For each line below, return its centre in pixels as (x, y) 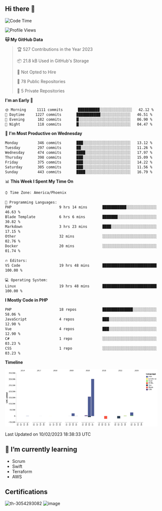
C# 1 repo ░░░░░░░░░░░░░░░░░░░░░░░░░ (81, 339)
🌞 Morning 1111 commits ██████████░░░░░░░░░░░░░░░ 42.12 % (79, 110)
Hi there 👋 (20, 9)
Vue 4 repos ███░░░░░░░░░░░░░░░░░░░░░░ (81, 329)
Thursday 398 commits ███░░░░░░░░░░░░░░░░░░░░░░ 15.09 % (79, 157)
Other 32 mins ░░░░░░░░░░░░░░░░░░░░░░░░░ (81, 236)
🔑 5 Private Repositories (41, 91)
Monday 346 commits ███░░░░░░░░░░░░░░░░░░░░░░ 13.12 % (79, 143)
